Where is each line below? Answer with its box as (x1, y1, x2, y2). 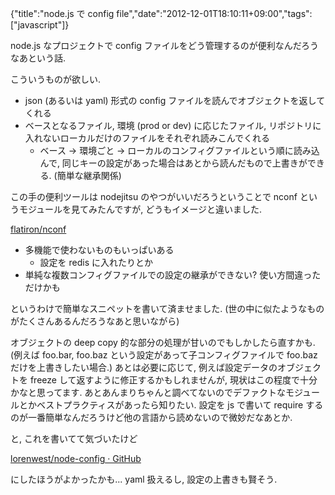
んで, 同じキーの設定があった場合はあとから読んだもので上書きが (39, 157, 308, 169)
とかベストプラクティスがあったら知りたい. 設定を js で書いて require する (18, 399, 324, 411)
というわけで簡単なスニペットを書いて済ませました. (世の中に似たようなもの (10, 303, 325, 314)
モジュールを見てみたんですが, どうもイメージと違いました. (18, 203, 263, 215)
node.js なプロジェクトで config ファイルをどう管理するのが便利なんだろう (10, 40, 320, 51)
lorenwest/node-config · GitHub (10, 453, 142, 464)
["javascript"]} (10, 19, 70, 31)
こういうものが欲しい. (10, 73, 102, 85)
